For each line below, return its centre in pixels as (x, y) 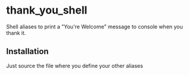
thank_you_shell (47, 10)
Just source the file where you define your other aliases (75, 66)
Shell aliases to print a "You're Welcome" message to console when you (94, 27)
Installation (27, 52)
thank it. (16, 32)
